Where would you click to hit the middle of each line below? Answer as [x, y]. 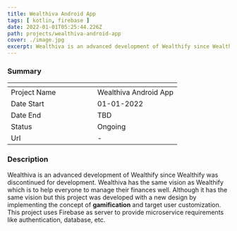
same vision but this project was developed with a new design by [102, 197]
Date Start [28, 104]
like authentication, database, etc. [56, 220]
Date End [26, 115]
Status [22, 127]
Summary [25, 71]
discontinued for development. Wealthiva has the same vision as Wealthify [116, 182]
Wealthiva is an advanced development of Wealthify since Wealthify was [113, 175]
